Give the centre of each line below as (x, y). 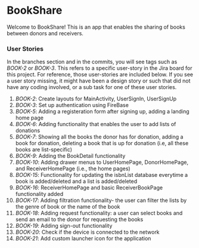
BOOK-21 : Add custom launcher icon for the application (83, 238)
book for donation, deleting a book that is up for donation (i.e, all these (102, 143)
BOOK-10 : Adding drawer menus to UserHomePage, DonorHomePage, (102, 163)
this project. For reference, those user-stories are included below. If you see (100, 75)
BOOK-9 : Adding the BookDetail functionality (70, 156)
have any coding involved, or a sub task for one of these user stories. (92, 87)
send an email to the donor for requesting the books (79, 219)
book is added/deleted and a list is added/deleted (76, 181)
